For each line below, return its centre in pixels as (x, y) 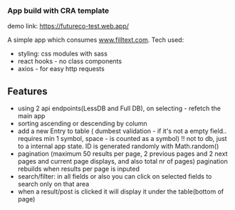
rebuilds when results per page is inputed (79, 169)
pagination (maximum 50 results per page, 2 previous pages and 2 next (122, 154)
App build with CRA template (58, 11)
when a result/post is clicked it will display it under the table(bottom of (121, 191)
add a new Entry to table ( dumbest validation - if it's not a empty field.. (122, 131)
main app (31, 116)
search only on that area (53, 184)
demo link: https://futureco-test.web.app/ (68, 26)
